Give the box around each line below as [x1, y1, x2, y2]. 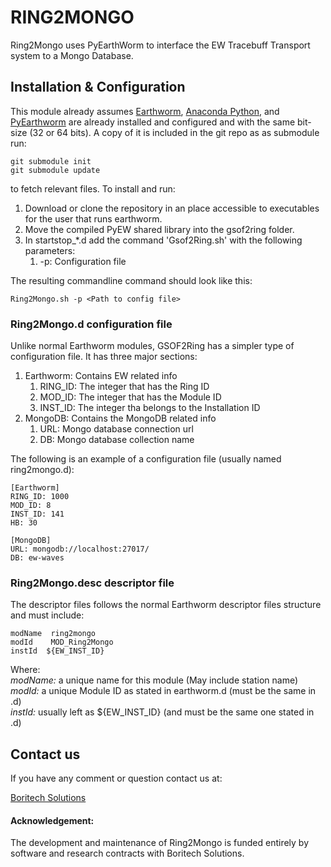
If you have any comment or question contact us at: [10, 772, 223, 785]
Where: [10, 664, 41, 676]
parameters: [24, 244, 76, 256]
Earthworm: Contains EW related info [24, 370, 178, 382]
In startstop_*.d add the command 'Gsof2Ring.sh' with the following [24, 234, 303, 246]
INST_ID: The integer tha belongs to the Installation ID [39, 402, 261, 414]
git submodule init [10, 156, 92, 166]
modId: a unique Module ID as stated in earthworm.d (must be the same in [10, 685, 317, 697]
